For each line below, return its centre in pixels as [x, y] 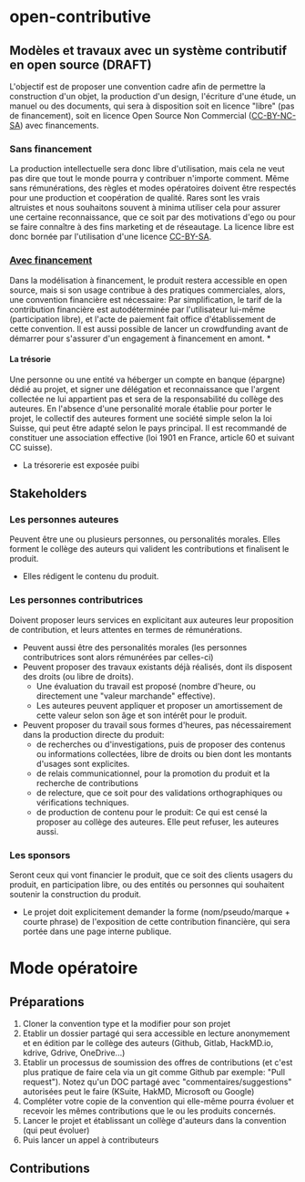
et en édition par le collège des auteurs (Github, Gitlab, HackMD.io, [148, 1043]
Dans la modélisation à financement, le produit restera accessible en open [148, 280]
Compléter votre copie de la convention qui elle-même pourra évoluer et [158, 1102]
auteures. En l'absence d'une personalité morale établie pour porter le [141, 409]
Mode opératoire [74, 968]
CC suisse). [31, 447]
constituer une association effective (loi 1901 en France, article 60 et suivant [152, 437]
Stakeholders [48, 494]
